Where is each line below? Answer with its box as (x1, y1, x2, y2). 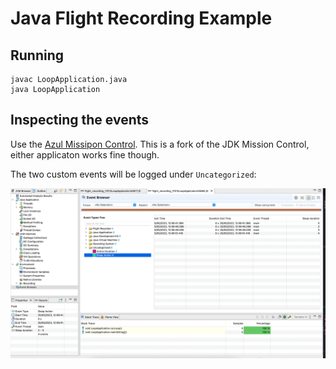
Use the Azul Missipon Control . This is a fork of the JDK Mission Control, (10, 138, 310, 150)
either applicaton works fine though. (10, 148, 160, 161)
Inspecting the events (10, 112, 150, 129)
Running (10, 47, 65, 64)
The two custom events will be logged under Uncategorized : (10, 168, 257, 180)
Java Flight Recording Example (10, 7, 273, 30)
